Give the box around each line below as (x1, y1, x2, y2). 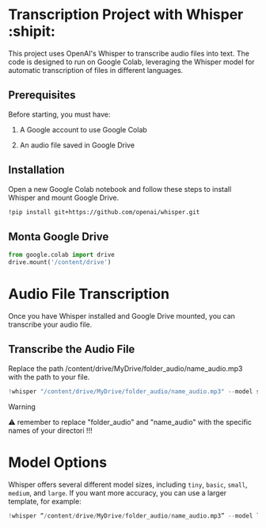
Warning (8, 402, 36, 411)
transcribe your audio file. (8, 319, 93, 329)
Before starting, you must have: (8, 109, 111, 119)
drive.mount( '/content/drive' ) (8, 258, 112, 266)
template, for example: (8, 496, 82, 506)
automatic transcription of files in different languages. (8, 65, 184, 75)
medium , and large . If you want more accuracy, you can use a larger (8, 488, 227, 497)
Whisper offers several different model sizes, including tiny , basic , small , (8, 480, 248, 489)
